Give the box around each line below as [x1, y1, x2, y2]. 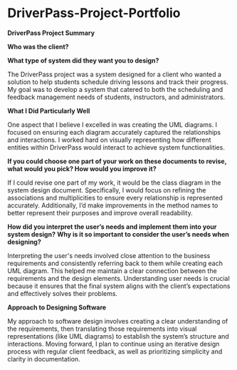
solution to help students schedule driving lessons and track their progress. [7, 77, 229, 86]
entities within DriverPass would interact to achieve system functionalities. [7, 143, 226, 151]
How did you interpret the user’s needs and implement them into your [7, 222, 217, 231]
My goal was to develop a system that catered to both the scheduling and [7, 85, 223, 93]
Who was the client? [7, 42, 69, 51]
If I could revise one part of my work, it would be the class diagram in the [7, 178, 221, 187]
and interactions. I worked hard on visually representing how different [7, 135, 211, 144]
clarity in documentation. [7, 354, 80, 363]
